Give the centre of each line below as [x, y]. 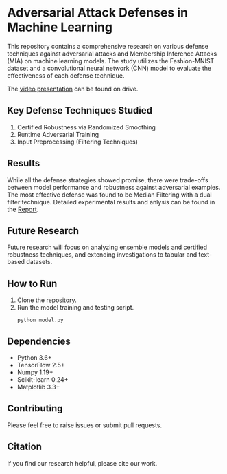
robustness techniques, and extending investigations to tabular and [102, 255]
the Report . [23, 209]
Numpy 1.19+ [35, 372]
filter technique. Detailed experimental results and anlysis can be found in [111, 202]
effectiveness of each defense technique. [66, 75]
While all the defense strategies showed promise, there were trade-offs [108, 180]
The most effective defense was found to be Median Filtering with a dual [109, 195]
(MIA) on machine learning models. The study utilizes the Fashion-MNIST [111, 61]
